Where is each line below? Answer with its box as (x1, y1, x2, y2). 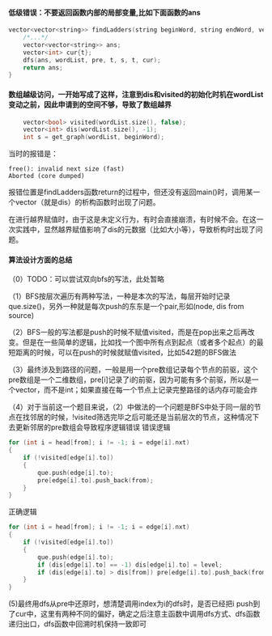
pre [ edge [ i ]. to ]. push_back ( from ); (37, 476, 154, 485)
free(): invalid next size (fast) (8, 165, 125, 173)
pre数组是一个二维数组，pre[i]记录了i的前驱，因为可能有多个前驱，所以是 (8, 375, 253, 384)
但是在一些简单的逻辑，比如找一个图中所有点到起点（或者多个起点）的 (22, 337, 257, 347)
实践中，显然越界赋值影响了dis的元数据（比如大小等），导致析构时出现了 (15, 225, 257, 235)
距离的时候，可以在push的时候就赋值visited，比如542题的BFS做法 (15, 348, 237, 358)
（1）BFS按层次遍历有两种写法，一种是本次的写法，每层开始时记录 (8, 291, 231, 301)
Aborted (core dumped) (8, 172, 85, 180)
